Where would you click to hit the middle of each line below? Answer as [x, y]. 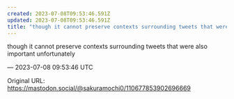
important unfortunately [41, 54]
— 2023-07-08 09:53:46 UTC [50, 68]
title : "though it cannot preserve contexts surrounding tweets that [110, 26]
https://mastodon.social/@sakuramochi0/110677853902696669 [99, 89]
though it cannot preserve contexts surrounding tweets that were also [107, 47]
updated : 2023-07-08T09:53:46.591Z [59, 20]
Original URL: [26, 81]
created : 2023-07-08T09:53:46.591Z [59, 14]
